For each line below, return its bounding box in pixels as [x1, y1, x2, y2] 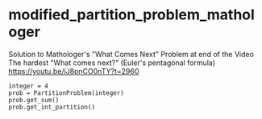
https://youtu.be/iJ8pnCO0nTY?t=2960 [8, 66, 139, 76]
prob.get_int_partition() [8, 103, 95, 111]
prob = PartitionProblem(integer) [8, 88, 125, 97]
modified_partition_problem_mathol [8, 6, 256, 24]
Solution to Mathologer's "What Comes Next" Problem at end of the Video [8, 49, 254, 59]
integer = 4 [8, 82, 48, 90]
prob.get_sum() [8, 96, 60, 104]
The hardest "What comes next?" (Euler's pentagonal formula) [8, 58, 216, 68]
